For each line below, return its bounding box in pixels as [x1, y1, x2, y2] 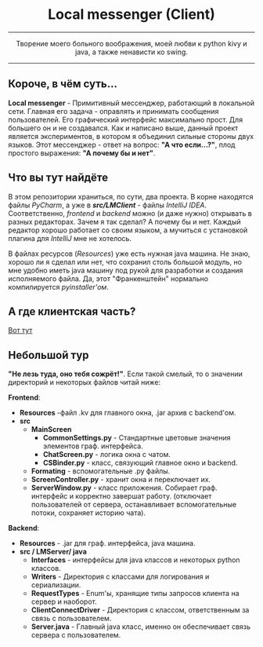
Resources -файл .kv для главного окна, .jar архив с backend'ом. [19, 408, 236, 418]
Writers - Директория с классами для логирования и [31, 572, 210, 582]
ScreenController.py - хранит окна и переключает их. [31, 475, 211, 484]
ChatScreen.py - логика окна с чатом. [42, 450, 171, 459]
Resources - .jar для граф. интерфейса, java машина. [19, 539, 196, 548]
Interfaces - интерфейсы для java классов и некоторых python [31, 555, 240, 565]
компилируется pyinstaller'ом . [8, 282, 110, 291]
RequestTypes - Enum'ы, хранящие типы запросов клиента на [31, 589, 240, 598]
